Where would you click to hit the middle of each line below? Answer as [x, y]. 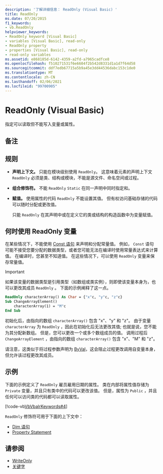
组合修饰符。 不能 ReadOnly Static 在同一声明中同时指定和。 [72, 188]
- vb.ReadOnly [19, 28]
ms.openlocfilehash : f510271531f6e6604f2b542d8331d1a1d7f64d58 [70, 64]
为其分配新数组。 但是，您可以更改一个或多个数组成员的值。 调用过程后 [76, 332]
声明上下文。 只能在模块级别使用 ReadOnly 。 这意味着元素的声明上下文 [82, 172]
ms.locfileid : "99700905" [31, 86]
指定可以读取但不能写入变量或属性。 [41, 124]
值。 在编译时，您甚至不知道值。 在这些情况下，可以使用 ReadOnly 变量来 [78, 256]
